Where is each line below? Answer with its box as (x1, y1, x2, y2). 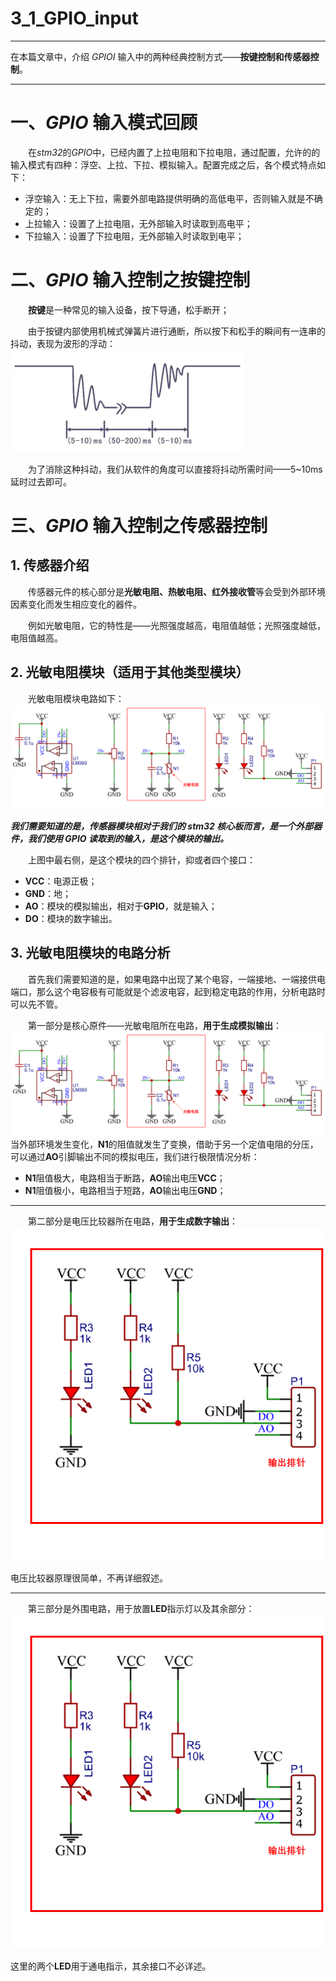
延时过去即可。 (10, 475, 72, 487)
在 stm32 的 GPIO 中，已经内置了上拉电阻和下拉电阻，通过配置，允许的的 (28, 146, 321, 158)
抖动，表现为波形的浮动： (10, 337, 116, 349)
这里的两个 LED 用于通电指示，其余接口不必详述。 (10, 1960, 212, 1972)
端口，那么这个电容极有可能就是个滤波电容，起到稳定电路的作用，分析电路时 (10, 985, 326, 997)
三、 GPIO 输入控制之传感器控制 (10, 515, 268, 537)
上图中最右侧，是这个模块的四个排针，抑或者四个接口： (28, 853, 256, 866)
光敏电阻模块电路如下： (28, 692, 125, 704)
